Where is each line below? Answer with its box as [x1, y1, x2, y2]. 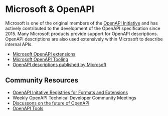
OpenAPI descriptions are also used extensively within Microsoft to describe [5, 36, 163, 42]
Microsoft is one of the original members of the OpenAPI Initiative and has [5, 20, 158, 26]
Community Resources [5, 76, 79, 84]
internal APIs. [5, 41, 33, 47]
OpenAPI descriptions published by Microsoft [12, 61, 107, 67]
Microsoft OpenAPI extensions [12, 51, 76, 57]
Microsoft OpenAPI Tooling [12, 56, 69, 62]
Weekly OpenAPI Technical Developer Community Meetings [12, 94, 136, 100]
